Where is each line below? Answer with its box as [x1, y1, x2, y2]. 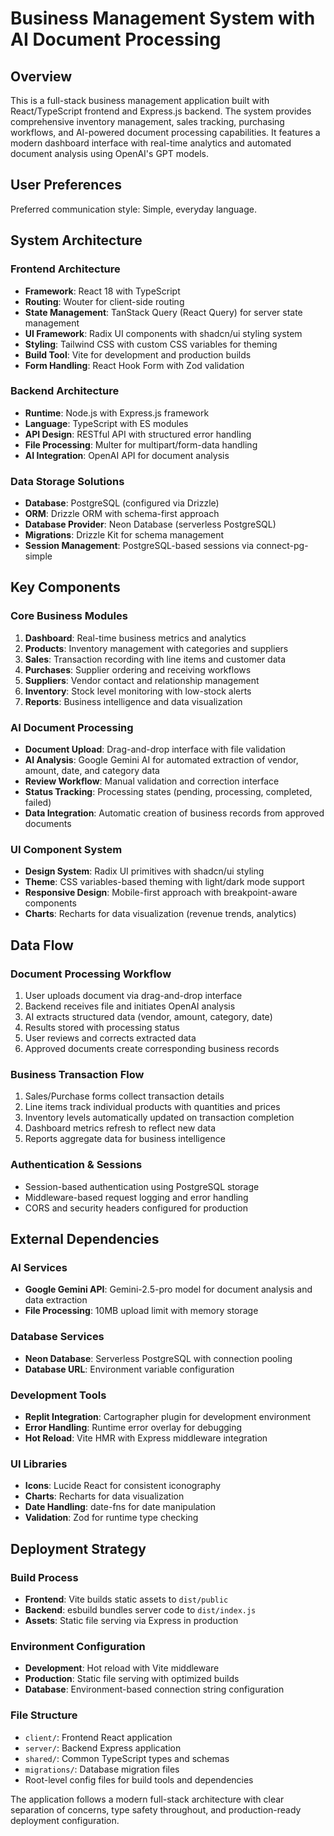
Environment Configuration [10, 1639, 146, 1653]
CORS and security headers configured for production [24, 1202, 249, 1214]
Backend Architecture [10, 384, 120, 398]
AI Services [10, 1260, 68, 1274]
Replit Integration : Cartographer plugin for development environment [24, 1410, 312, 1422]
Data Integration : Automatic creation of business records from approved [24, 807, 325, 819]
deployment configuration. [10, 1814, 120, 1826]
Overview [10, 68, 73, 85]
